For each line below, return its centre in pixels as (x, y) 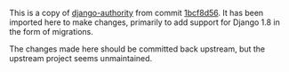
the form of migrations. (51, 32)
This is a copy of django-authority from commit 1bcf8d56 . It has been (136, 13)
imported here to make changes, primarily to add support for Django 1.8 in (144, 22)
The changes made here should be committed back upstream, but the (137, 49)
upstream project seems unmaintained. (81, 58)
